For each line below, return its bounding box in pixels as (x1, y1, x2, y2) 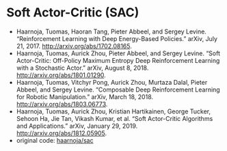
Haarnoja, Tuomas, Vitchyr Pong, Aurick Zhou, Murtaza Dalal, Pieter (16, 78, 208, 86)
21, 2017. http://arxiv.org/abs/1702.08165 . (16, 42, 133, 50)
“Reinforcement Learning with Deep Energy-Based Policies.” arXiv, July (16, 34, 218, 42)
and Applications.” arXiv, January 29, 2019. (16, 122, 138, 130)
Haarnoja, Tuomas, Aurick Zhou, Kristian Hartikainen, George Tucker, (16, 107, 211, 115)
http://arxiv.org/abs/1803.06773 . (16, 100, 108, 108)
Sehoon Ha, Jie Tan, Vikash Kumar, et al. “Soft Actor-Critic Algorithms (16, 114, 213, 122)
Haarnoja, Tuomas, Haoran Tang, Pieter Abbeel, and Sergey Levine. (16, 27, 206, 36)
